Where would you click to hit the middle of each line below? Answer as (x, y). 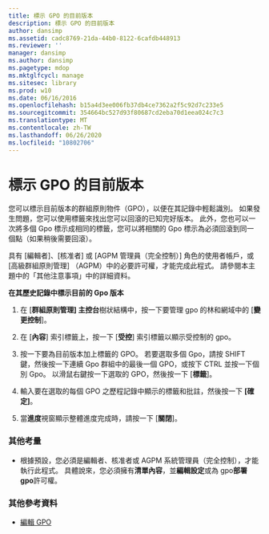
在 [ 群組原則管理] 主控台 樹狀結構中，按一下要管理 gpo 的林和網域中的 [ (137, 310)
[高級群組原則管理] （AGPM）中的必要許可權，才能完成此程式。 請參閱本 (128, 266)
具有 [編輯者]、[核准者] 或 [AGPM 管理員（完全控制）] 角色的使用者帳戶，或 (131, 256)
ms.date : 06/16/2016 (43, 98)
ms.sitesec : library (43, 83)
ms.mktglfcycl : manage (46, 75)
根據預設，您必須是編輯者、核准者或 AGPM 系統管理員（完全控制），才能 (139, 460)
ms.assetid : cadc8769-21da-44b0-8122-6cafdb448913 (94, 38)
